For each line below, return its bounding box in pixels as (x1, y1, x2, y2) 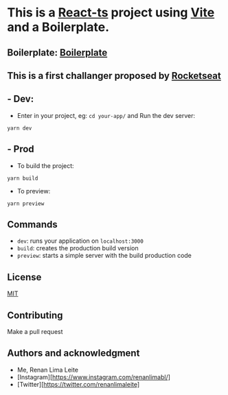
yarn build (7, 175, 38, 182)
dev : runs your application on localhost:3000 (16, 237, 144, 245)
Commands (7, 218, 58, 230)
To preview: (16, 187, 51, 195)
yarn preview (7, 200, 45, 207)
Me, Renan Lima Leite (16, 366, 79, 374)
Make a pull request (7, 328, 63, 336)
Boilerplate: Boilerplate (7, 47, 108, 58)
